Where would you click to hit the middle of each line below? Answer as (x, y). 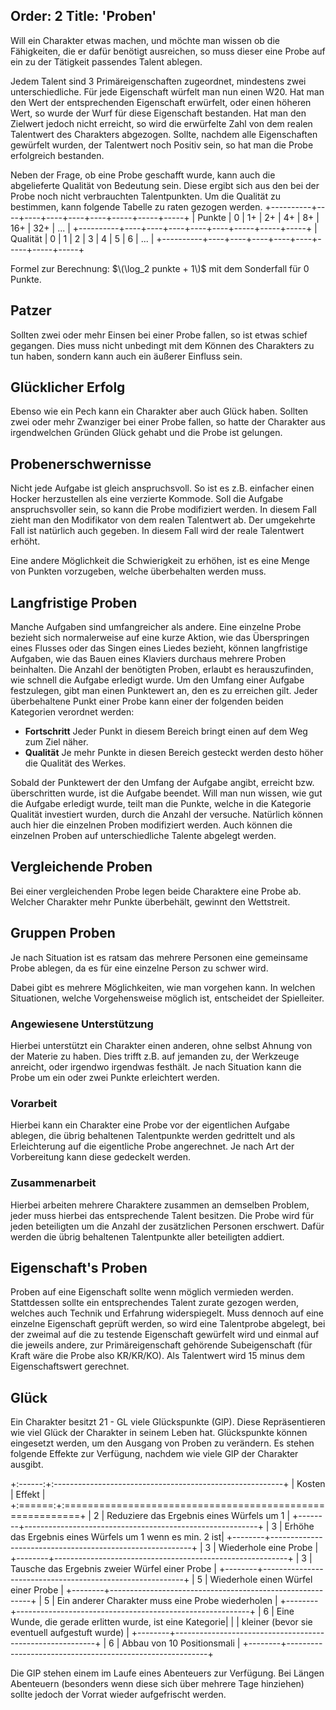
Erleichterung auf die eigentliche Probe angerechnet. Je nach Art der (152, 1146)
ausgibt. (27, 1465)
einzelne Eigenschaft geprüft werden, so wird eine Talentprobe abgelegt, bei (168, 1324)
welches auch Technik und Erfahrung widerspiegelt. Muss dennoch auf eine (167, 1313)
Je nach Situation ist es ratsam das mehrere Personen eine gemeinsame (159, 957)
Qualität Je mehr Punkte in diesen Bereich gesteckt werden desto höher (174, 753)
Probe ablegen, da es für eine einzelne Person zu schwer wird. (139, 968)
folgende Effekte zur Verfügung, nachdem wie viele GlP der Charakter (154, 1454)
